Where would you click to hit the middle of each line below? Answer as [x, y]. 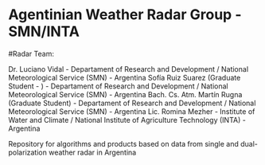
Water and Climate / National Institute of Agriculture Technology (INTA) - [127, 120]
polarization [28, 152]
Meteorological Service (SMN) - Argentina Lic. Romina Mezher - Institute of [132, 111]
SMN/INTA [44, 31]
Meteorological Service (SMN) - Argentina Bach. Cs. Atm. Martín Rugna [125, 94]
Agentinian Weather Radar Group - [125, 15]
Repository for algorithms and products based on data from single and [123, 143]
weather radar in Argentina [93, 152]
